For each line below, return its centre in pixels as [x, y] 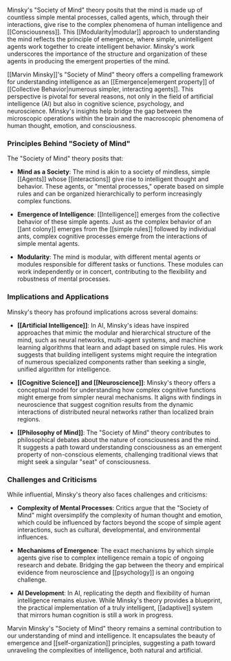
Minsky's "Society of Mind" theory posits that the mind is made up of [105, 10]
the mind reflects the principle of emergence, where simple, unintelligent [110, 39]
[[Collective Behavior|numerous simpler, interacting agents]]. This [100, 89]
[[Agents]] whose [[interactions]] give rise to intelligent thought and [113, 179]
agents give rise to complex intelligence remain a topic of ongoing [110, 558]
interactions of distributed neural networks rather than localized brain [115, 412]
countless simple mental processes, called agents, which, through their [108, 17]
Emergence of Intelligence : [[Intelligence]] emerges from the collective [118, 214]
